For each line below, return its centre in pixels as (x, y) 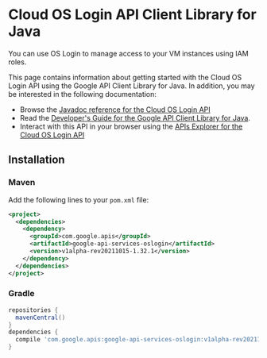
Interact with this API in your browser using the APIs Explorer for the (131, 126)
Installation (37, 160)
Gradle (21, 294)
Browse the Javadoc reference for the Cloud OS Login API (115, 110)
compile (28, 340)
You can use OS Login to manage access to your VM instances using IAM (128, 53)
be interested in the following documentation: (83, 94)
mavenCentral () (41, 318)
